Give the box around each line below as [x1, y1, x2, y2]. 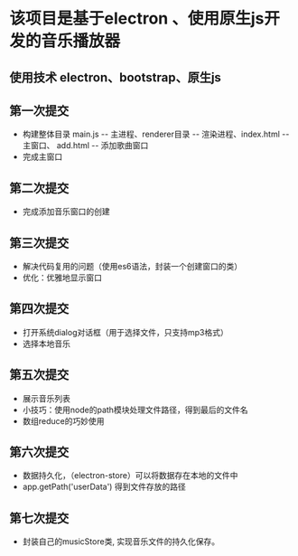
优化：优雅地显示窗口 [22, 272, 102, 283]
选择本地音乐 [22, 338, 70, 349]
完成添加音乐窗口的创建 [22, 206, 110, 217]
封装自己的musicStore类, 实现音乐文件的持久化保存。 [22, 536, 220, 547]
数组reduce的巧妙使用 [22, 415, 106, 426]
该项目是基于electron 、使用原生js [9, 8, 265, 29]
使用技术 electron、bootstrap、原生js [9, 70, 221, 85]
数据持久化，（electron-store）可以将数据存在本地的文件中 [22, 470, 238, 481]
